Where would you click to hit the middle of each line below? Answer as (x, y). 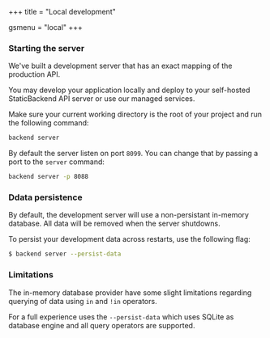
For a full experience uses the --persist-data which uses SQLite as (121, 317)
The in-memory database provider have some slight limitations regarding (130, 292)
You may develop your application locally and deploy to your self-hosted (129, 90)
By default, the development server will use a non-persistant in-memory (129, 215)
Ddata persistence (45, 197)
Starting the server (47, 48)
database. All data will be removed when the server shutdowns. (114, 224)
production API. (34, 74)
